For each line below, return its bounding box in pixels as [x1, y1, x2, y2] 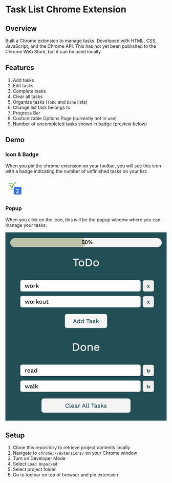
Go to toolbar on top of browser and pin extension [12, 472, 119, 478]
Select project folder [12, 466, 56, 473]
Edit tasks [12, 82, 34, 88]
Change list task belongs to [12, 104, 71, 110]
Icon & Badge [5, 151, 39, 158]
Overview [5, 24, 37, 33]
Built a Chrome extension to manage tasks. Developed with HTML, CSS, [5, 37, 157, 44]
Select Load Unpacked [12, 461, 58, 467]
